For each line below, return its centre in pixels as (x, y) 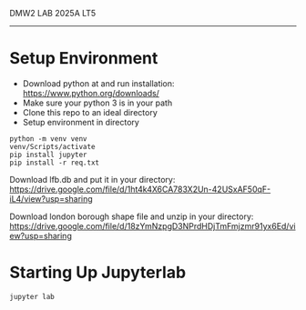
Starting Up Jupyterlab (98, 273)
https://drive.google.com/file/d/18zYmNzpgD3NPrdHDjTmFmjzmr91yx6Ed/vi (153, 225)
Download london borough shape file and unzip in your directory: (132, 216)
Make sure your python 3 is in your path (97, 103)
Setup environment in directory (81, 122)
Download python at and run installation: (98, 83)
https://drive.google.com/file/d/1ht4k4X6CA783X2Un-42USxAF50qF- (140, 189)
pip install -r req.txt (55, 163)
